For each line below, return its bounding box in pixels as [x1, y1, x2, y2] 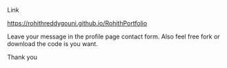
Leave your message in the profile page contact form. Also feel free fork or [7, 32, 220, 41]
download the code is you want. [7, 40, 98, 47]
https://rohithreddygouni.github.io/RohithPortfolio [7, 19, 148, 27]
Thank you [7, 53, 38, 61]
